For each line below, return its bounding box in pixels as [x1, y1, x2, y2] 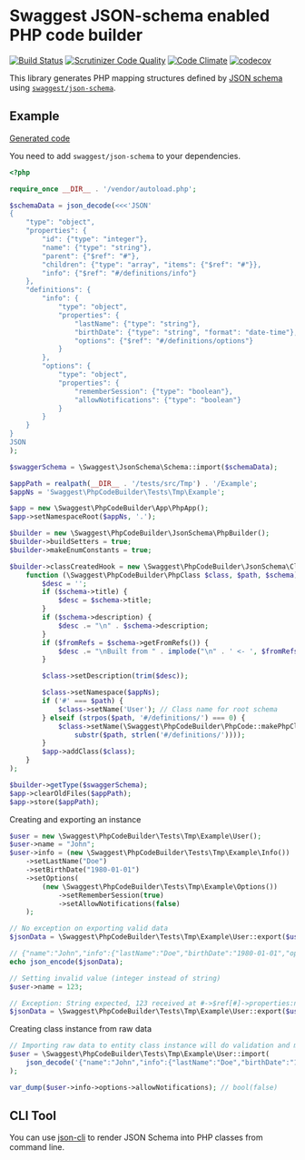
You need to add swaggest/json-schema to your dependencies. [9, 150, 241, 161]
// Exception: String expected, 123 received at [9, 998, 197, 1008]
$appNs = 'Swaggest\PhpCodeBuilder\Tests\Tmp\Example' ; [9, 488, 225, 497]
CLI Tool [9, 1108, 57, 1124]
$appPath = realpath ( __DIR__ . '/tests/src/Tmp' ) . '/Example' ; [9, 479, 258, 488]
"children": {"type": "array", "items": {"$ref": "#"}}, [42, 260, 261, 269]
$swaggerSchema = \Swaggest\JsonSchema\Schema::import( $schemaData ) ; [9, 462, 279, 471]
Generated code [9, 133, 71, 144]
